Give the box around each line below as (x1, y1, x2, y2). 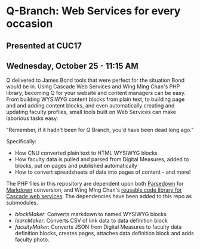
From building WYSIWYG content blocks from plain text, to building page (6, 96, 185, 103)
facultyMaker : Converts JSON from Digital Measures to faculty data (14, 223, 182, 230)
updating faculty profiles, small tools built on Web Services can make (6, 109, 177, 116)
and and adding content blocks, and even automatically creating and (6, 102, 175, 109)
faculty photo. (14, 236, 50, 243)
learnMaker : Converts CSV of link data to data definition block (14, 217, 168, 225)
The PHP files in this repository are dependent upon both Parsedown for (6, 180, 184, 187)
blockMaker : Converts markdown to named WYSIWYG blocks (14, 211, 167, 218)
